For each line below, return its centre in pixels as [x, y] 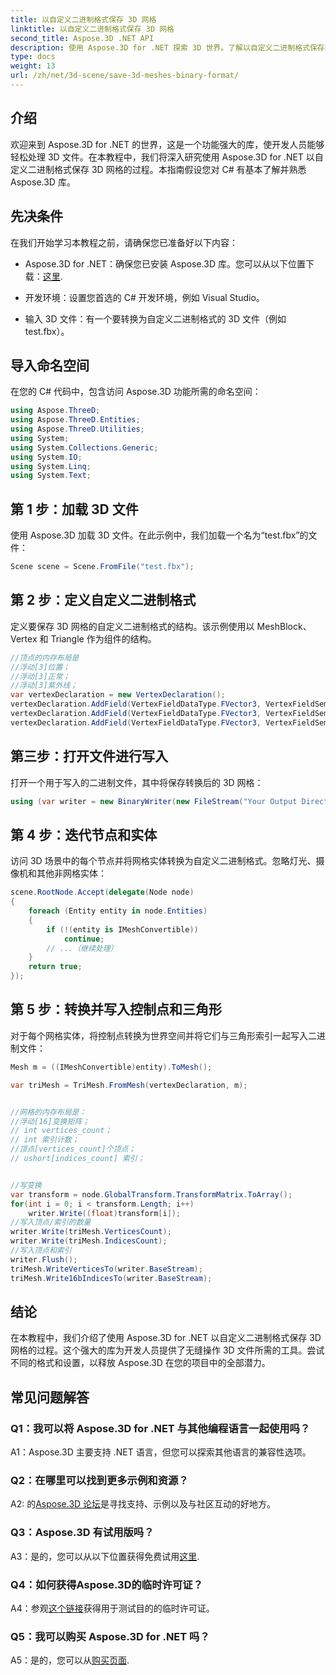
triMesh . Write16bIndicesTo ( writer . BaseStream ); [111, 1278]
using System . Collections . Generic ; [84, 447]
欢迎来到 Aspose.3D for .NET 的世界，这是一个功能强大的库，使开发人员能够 [167, 144]
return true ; [55, 967]
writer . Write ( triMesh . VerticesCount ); [91, 1232]
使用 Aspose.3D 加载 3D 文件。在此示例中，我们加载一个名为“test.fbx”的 [159, 535]
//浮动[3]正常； [40, 676]
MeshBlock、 [284, 626]
